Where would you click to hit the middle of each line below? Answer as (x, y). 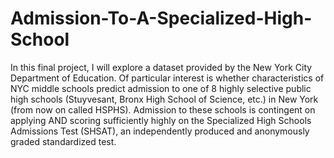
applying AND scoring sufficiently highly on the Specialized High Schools (161, 120)
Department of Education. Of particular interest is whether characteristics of (167, 78)
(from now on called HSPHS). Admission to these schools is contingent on (163, 109)
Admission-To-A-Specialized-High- (161, 18)
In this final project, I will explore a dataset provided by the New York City (161, 67)
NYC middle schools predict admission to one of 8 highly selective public (161, 88)
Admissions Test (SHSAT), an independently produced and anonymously (160, 131)
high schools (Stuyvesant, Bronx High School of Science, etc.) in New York (164, 99)
